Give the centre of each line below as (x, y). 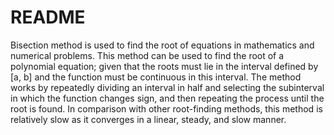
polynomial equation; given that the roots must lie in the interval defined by (164, 66)
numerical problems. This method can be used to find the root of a (147, 55)
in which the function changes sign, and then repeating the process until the (167, 98)
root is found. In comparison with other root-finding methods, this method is (166, 108)
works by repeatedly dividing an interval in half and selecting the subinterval (167, 87)
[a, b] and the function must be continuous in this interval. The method (156, 77)
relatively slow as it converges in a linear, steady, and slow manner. (148, 119)
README (48, 17)
